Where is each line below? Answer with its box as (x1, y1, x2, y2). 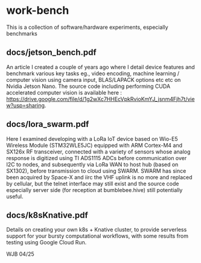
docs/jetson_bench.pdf (6, 48, 97, 58)
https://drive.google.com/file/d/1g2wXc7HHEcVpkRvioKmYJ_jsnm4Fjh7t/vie (6, 95, 195, 102)
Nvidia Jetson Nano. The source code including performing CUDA (6, 82, 171, 90)
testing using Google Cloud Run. (6, 239, 87, 246)
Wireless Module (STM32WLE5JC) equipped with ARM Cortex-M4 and (6, 141, 183, 149)
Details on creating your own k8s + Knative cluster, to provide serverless (6, 226, 187, 234)
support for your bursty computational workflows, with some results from (6, 232, 189, 240)
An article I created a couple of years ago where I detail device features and (6, 63, 195, 70)
